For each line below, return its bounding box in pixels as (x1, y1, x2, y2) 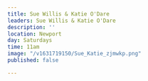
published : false (7, 57, 59, 64)
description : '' (7, 23, 55, 31)
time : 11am (7, 43, 40, 50)
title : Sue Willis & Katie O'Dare (7, 10, 110, 18)
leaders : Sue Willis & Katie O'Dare (7, 17, 116, 24)
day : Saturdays (7, 37, 53, 44)
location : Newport (7, 30, 62, 38)
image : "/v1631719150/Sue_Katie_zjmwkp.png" (7, 50, 142, 58)
